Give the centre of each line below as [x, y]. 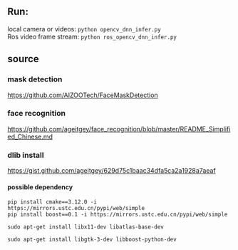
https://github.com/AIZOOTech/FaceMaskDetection [83, 95]
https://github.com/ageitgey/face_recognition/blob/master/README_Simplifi [119, 129]
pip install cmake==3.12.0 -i [52, 202]
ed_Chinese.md [30, 136]
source [23, 59]
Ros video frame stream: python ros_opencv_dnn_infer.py [92, 36]
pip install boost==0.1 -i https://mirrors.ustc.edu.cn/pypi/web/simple [118, 215]
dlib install [26, 155]
